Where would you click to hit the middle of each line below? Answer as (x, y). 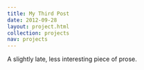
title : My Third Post (38, 14)
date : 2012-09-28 (32, 20)
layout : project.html (38, 26)
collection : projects (38, 33)
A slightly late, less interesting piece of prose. (72, 59)
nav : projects (28, 40)
